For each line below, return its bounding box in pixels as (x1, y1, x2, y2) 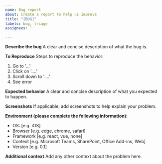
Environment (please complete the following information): (5, 113, 128, 119)
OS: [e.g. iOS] (12, 123, 41, 129)
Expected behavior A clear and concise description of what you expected (5, 88, 158, 94)
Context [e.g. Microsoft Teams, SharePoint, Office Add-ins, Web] (12, 139, 146, 145)
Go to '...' (12, 63, 31, 69)
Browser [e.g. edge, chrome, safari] (12, 128, 86, 134)
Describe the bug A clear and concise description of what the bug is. (5, 44, 148, 50)
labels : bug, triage (5, 21, 48, 26)
